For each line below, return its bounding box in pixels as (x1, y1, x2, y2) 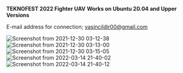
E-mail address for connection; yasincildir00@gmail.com (6, 24, 148, 30)
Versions (6, 11, 30, 19)
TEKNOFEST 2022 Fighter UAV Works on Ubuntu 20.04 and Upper (6, 5, 177, 12)
